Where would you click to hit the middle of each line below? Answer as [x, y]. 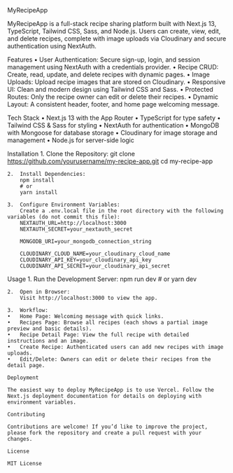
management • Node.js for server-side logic [71, 140]
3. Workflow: [28, 310]
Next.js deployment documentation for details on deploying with [104, 396]
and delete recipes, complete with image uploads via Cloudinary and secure [117, 39]
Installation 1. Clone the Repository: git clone [71, 154]
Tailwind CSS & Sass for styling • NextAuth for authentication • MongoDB [113, 125]
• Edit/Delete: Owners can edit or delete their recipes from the [109, 359]
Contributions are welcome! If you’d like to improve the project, [108, 427]
